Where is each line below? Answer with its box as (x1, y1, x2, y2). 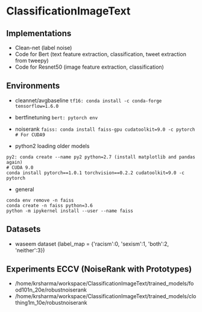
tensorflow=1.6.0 (14, 103, 59, 109)
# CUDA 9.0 (6, 164, 34, 170)
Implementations (6, 28, 72, 39)
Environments (6, 81, 60, 91)
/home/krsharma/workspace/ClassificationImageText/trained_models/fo (14, 280, 194, 287)
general (14, 186, 34, 193)
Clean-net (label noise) (14, 44, 72, 51)
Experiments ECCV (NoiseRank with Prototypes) (6, 264, 192, 275)
